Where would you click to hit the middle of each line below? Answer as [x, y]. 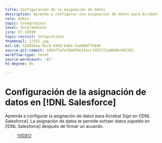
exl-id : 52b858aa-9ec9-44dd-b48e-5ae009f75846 [53, 46]
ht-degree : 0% [19, 64]
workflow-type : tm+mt [27, 55]
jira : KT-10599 [20, 32]
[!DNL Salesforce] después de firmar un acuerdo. [54, 126]
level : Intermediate [26, 28]
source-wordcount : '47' [29, 59]
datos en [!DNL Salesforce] [61, 102]
